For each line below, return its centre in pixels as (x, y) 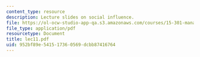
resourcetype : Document (36, 34)
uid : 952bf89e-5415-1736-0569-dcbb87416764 (61, 45)
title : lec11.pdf (28, 39)
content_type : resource (36, 12)
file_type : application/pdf (41, 28)
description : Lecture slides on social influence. (70, 17)
